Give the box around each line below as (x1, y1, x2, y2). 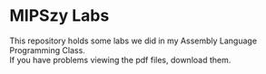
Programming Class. (9, 44, 86, 55)
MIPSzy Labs (9, 5, 110, 26)
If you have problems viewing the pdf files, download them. (9, 54, 232, 65)
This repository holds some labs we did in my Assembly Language (9, 35, 257, 46)
